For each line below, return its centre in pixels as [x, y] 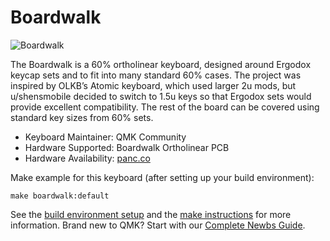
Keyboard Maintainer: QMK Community [105, 137]
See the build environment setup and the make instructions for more [151, 214]
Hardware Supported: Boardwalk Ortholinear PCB [127, 147]
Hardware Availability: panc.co [87, 158]
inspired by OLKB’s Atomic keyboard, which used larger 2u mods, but [153, 85]
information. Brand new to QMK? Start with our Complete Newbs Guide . [158, 225]
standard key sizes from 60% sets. [82, 117]
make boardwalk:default [60, 196]
